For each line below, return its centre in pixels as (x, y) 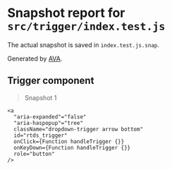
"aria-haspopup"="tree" (48, 123)
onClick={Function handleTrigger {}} (69, 141)
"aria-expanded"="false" (50, 117)
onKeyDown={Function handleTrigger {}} (72, 147)
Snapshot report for (66, 13)
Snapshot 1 (41, 97)
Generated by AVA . (35, 59)
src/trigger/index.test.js (86, 26)
